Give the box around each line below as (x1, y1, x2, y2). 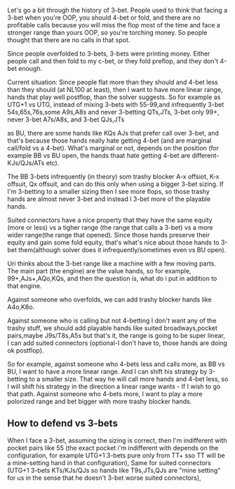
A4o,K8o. (7, 303, 35, 311)
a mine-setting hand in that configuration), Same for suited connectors (7, 458, 212, 467)
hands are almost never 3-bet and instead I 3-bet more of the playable (7, 195, 211, 203)
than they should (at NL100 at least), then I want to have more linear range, (7, 86, 223, 93)
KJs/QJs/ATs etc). (7, 159, 60, 167)
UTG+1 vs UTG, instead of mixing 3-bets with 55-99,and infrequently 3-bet (7, 100, 224, 108)
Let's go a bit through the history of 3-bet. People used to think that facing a (7, 6, 228, 14)
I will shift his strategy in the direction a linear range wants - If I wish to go (7, 382, 221, 391)
